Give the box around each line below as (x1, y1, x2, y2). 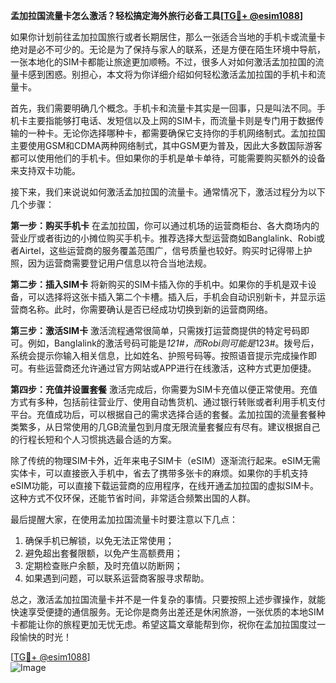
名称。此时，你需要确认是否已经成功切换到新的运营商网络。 (27, 304, 273, 315)
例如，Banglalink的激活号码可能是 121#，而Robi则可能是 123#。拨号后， (27, 337, 320, 349)
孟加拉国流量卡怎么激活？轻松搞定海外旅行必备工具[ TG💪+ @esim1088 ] (10, 10, 304, 21)
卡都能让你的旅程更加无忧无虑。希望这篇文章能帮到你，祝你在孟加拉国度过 (10, 619, 317, 630)
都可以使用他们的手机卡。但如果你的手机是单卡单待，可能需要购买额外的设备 (10, 152, 326, 164)
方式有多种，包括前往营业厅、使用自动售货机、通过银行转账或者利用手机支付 (10, 396, 326, 408)
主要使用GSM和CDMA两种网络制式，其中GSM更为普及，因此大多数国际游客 (10, 140, 323, 151)
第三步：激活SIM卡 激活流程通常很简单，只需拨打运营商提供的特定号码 (10, 325, 302, 336)
